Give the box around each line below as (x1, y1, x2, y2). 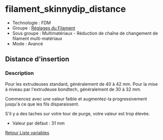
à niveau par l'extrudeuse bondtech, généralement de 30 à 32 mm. (5, 86, 142, 92)
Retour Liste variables (5, 130, 49, 136)
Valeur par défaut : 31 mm (12, 120, 65, 126)
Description (5, 70, 34, 77)
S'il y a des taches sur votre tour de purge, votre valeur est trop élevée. (5, 110, 150, 116)
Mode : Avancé (12, 40, 43, 46)
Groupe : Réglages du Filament (12, 25, 76, 31)
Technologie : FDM (12, 20, 51, 26)
